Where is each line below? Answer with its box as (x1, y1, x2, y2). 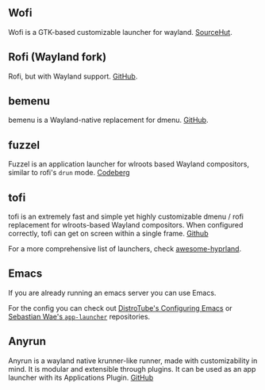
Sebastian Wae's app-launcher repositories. (8, 312, 151, 321)
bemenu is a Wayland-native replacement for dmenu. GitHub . (8, 115, 209, 125)
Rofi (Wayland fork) (8, 51, 107, 64)
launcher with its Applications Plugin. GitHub (8, 373, 154, 382)
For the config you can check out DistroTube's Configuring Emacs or (8, 303, 232, 312)
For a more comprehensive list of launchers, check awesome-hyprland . (8, 244, 242, 254)
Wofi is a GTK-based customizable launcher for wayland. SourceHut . (8, 27, 232, 36)
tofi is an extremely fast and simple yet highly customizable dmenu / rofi (8, 212, 244, 221)
